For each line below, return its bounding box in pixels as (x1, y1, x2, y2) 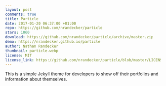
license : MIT (5, 53, 32, 58)
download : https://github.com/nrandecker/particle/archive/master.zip (5, 35, 154, 40)
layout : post (5, 7, 32, 12)
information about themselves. (5, 76, 68, 82)
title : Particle (5, 16, 39, 21)
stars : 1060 (5, 30, 30, 35)
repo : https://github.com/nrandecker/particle (5, 26, 103, 30)
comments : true (5, 12, 37, 17)
